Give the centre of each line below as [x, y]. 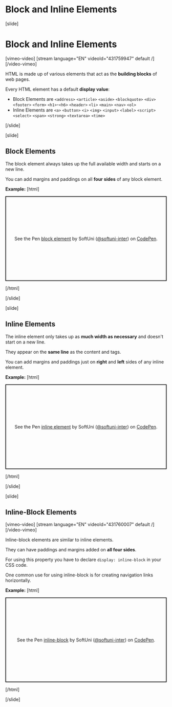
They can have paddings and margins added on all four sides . [71, 550]
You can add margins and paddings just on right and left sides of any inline [85, 361]
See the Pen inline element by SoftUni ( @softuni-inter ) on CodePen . [86, 426]
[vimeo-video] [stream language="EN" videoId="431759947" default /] [80, 58]
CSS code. [17, 565]
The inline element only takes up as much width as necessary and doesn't [84, 336]
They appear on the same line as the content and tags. [63, 352]
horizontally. [18, 581]
